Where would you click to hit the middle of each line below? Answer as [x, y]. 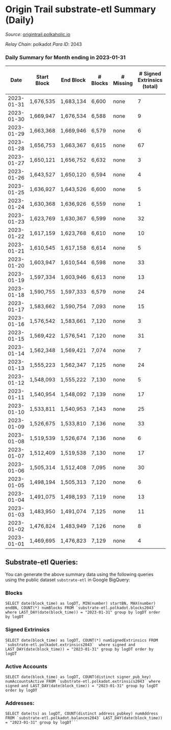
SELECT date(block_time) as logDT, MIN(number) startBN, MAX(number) [81, 604]
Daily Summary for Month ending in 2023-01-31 [65, 57]
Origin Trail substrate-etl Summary [81, 9]
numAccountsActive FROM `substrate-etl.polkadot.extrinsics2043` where [83, 681]
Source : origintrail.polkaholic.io [38, 34]
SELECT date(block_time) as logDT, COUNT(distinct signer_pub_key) [78, 677]
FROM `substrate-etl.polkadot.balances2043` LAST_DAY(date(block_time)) [84, 718]
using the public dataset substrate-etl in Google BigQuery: [68, 580]
